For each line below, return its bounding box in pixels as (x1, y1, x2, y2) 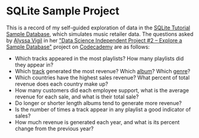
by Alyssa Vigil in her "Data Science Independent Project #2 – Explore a (6, 37, 182, 44)
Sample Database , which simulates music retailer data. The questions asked (6, 30, 194, 37)
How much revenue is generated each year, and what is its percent (14, 118, 180, 125)
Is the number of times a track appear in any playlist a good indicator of (14, 106, 191, 113)
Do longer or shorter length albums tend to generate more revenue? (14, 99, 182, 106)
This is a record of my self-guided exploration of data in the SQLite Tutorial (6, 24, 190, 31)
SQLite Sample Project (6, 4, 120, 18)
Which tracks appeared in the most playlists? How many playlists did (14, 55, 184, 62)
